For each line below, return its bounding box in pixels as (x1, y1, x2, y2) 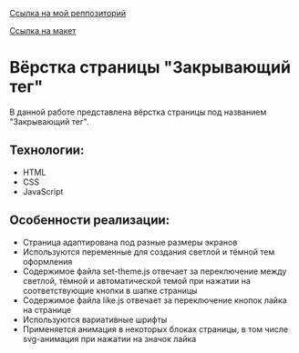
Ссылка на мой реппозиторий (9, 8, 126, 18)
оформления (22, 256, 73, 267)
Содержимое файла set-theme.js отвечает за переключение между (22, 266, 287, 277)
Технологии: (9, 143, 85, 158)
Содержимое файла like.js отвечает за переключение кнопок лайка (22, 295, 287, 306)
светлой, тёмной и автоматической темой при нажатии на (22, 275, 251, 286)
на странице (22, 304, 71, 315)
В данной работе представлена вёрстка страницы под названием (9, 106, 267, 117)
